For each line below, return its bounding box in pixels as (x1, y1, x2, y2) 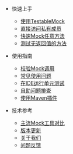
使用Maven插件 (20, 94, 57, 101)
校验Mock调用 (20, 65, 55, 72)
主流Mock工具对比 (20, 120, 65, 126)
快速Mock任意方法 (20, 32, 65, 40)
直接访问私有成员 (20, 25, 62, 32)
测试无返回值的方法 (20, 40, 67, 47)
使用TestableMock (20, 18, 65, 25)
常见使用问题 (20, 73, 51, 79)
